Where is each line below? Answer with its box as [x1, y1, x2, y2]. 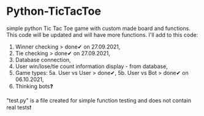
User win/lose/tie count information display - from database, [15, 63, 168, 70]
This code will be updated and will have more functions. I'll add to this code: [6, 31, 198, 38]
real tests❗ [6, 103, 32, 111]
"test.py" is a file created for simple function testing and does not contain [6, 96, 192, 104]
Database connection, [15, 56, 72, 63]
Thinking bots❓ [15, 82, 53, 90]
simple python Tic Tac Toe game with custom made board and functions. [6, 25, 191, 32]
